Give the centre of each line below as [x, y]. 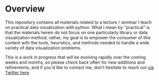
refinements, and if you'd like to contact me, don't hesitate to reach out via [79, 67]
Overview [25, 9]
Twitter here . [18, 72]
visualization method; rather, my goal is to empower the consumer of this [78, 38]
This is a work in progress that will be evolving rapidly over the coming [76, 57]
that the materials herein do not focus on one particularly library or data [76, 32]
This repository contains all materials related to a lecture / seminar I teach [78, 22]
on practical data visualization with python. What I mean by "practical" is [78, 27]
